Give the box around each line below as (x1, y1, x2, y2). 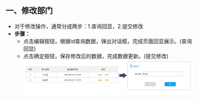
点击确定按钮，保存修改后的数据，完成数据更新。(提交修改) (23, 52, 169, 60)
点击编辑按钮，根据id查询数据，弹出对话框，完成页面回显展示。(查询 (23, 38, 192, 45)
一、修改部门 (5, 5, 53, 16)
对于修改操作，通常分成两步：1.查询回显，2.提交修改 (14, 23, 144, 30)
